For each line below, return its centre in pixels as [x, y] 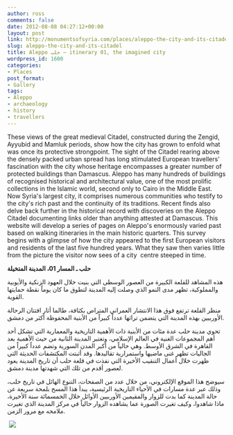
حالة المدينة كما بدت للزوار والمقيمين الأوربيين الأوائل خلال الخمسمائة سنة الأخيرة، [112, 396]
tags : [15, 91]
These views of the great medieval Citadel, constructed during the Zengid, [113, 137]
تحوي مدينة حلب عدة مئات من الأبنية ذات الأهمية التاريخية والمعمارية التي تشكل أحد [114, 331]
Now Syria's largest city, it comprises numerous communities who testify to [115, 196]
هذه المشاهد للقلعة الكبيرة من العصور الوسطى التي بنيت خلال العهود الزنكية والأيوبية [115, 281]
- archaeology [28, 104]
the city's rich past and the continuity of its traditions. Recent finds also [109, 203]
